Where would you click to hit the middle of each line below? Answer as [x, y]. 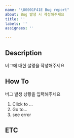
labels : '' [16, 24]
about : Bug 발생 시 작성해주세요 [35, 14]
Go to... [20, 109]
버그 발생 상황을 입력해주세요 [33, 94]
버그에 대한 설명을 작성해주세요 [35, 65]
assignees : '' [20, 28]
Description [23, 53]
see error [21, 115]
